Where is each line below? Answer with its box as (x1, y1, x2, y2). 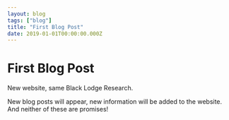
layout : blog (7, 10, 46, 18)
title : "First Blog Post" (7, 23, 83, 30)
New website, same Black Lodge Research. (7, 84, 134, 92)
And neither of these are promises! (7, 105, 109, 114)
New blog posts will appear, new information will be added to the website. (7, 97, 223, 106)
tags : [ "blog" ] (7, 17, 52, 24)
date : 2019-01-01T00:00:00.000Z (7, 30, 102, 37)
